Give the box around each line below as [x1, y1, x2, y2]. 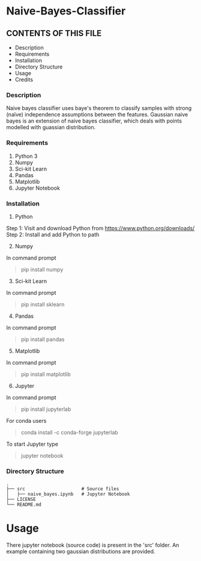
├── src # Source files [6, 486, 119, 492]
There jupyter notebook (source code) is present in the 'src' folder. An [6, 542, 179, 549]
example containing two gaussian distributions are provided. [6, 548, 155, 555]
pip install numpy [20, 265, 64, 273]
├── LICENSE [6, 497, 36, 503]
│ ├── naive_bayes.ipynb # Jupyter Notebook [6, 491, 130, 497]
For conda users [6, 417, 47, 424]
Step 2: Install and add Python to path [6, 231, 100, 238]
